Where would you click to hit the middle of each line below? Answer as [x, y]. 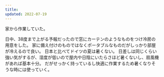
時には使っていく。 [33, 69]
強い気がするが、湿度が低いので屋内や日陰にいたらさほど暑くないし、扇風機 [82, 57]
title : [12, 10]
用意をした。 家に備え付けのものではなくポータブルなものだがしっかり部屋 [81, 45]
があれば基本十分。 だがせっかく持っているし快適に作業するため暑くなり [78, 63]
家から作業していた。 [26, 29]
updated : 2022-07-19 [26, 14]
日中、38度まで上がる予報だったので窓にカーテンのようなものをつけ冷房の [81, 39]
